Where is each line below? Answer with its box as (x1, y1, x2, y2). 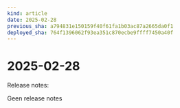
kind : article (7, 10, 48, 17)
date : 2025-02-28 (7, 16, 57, 23)
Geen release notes (7, 94, 63, 103)
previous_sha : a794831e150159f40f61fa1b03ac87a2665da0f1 (7, 23, 174, 29)
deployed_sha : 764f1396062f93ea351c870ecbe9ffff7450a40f (7, 29, 174, 36)
